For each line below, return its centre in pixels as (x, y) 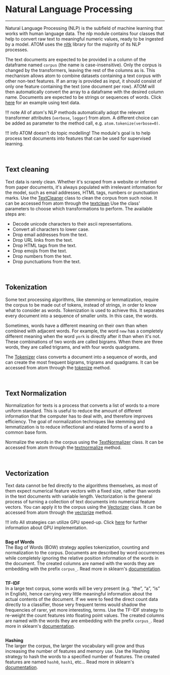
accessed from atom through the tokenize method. (58, 367)
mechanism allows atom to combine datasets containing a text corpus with (83, 76)
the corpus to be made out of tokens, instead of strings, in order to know (81, 305)
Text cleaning (27, 170)
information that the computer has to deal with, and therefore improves (79, 416)
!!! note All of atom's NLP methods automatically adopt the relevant (75, 112)
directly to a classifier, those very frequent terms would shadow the (76, 605)
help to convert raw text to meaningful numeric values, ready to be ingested (84, 39)
